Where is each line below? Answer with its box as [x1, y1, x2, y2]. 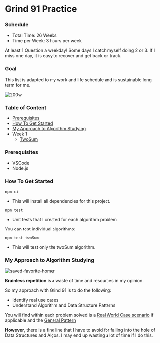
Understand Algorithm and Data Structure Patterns [12, 302, 116, 308]
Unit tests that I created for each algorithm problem [12, 216, 117, 222]
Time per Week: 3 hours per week [12, 38, 82, 44]
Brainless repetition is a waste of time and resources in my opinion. [5, 277, 144, 283]
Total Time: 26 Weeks [12, 32, 57, 38]
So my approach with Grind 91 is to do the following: [5, 287, 111, 293]
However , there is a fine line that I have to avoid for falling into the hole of [5, 327, 155, 333]
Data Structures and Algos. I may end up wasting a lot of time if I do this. [5, 332, 153, 338]
